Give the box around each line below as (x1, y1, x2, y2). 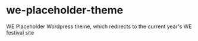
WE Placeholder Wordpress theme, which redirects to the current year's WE (6, 23, 192, 30)
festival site (6, 29, 34, 36)
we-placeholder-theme (6, 4, 124, 17)
